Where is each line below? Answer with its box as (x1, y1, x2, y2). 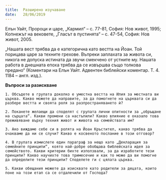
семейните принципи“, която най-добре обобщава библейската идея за (5, 144, 150, 149)
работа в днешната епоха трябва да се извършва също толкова (5, 62, 141, 68)
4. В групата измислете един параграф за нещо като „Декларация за (5, 140, 148, 145)
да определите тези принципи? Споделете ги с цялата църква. (5, 157, 135, 162)
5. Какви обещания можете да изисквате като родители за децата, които (5, 166, 157, 171)
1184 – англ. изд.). (5, 72, 43, 78)
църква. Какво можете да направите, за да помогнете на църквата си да (5, 96, 157, 101)
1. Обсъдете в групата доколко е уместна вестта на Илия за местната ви (5, 92, 159, 97)
